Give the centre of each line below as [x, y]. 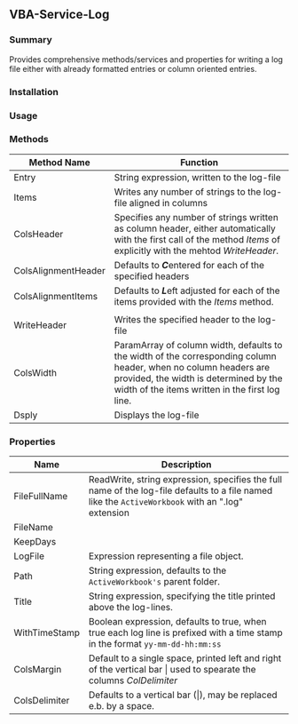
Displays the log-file [157, 415]
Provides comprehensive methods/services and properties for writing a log [146, 59]
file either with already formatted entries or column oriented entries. [133, 68]
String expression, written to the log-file [197, 177]
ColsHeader [39, 234]
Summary [31, 40]
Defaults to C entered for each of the [189, 265]
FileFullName [41, 497]
